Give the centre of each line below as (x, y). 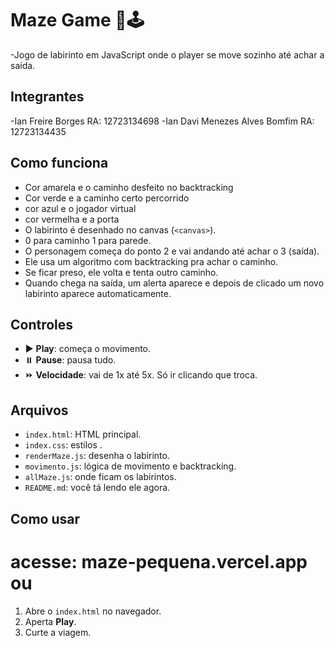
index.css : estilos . (63, 445)
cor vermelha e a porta (72, 219)
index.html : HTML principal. (83, 434)
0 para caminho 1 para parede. (88, 240)
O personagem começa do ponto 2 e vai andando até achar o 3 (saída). (172, 251)
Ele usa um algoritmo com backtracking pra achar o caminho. (151, 261)
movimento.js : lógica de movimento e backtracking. (130, 466)
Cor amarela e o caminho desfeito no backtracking (129, 187)
